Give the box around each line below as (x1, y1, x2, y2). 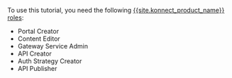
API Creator (17, 49, 52, 58)
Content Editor (17, 34, 60, 43)
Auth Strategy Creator (17, 57, 82, 65)
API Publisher (17, 65, 57, 72)
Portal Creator (17, 27, 59, 35)
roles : (7, 13, 24, 22)
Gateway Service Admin (17, 42, 89, 50)
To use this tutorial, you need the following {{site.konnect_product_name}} (7, 6, 225, 14)
